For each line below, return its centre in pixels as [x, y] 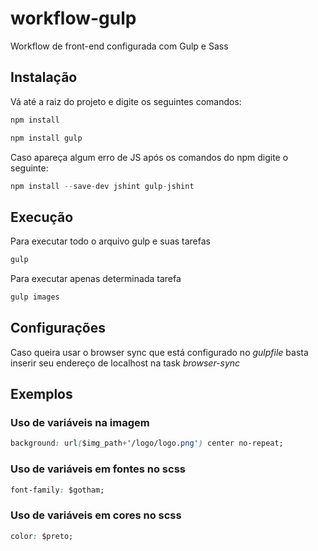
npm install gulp [46, 138]
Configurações [58, 328]
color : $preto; [42, 536]
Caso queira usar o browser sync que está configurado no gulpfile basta [159, 352]
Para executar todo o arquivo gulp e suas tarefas [110, 241]
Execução [42, 217]
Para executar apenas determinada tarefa [96, 279]
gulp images [35, 297]
